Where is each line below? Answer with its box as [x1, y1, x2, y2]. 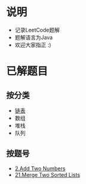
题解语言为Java [14, 33, 53, 41]
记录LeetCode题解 [14, 26, 60, 33]
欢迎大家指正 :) [14, 41, 52, 48]
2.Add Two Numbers [14, 165, 66, 172]
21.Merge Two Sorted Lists [14, 171, 80, 178]
